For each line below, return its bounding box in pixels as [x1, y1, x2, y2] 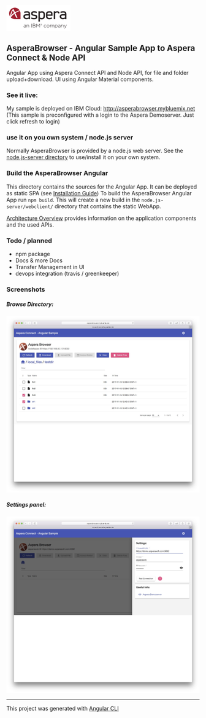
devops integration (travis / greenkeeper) [15, 270, 120, 277]
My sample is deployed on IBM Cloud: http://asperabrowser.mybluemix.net [6, 105, 196, 112]
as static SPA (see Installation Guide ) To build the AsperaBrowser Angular [6, 189, 192, 197]
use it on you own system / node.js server [6, 133, 134, 142]
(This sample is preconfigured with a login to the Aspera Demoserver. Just [6, 111, 194, 119]
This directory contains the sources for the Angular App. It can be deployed [6, 183, 197, 190]
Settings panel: [6, 501, 47, 508]
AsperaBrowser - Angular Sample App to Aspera [6, 43, 196, 53]
